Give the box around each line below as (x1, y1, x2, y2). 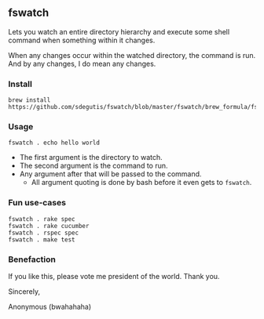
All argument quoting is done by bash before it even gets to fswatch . (31, 178, 252, 187)
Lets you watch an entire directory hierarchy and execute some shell (8, 27, 230, 36)
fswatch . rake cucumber (8, 222, 90, 230)
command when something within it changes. (8, 35, 156, 45)
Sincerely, (8, 287, 41, 296)
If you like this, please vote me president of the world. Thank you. (8, 272, 220, 281)
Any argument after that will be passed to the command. (19, 169, 202, 179)
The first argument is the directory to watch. (19, 153, 163, 162)
